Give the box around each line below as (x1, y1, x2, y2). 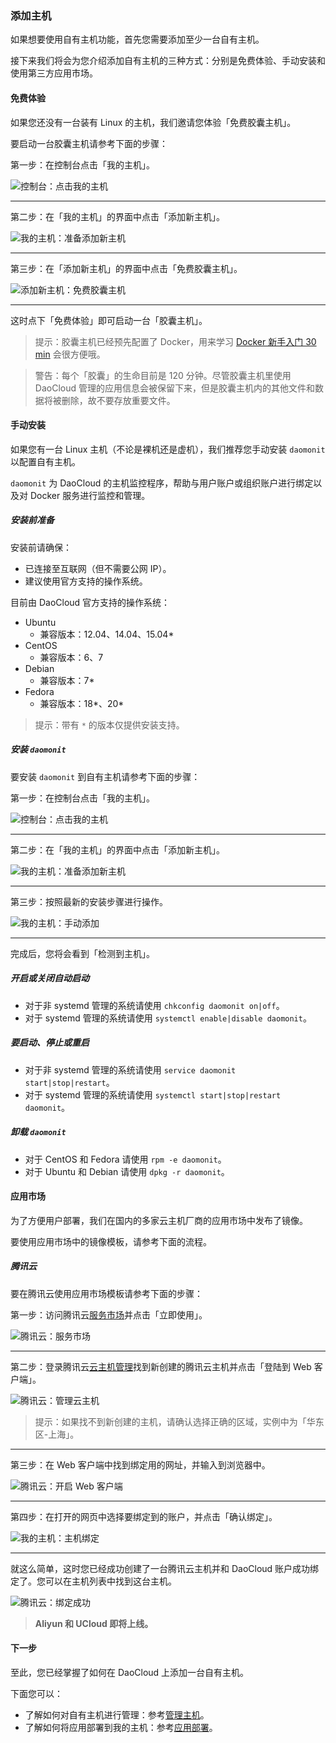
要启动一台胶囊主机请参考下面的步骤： (10, 137, 168, 149)
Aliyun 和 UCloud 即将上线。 (34, 1617, 154, 1629)
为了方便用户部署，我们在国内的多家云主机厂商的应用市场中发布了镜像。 (10, 1214, 308, 1226)
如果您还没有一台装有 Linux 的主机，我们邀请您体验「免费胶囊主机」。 (10, 116, 297, 128)
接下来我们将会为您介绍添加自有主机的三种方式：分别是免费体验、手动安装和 (10, 55, 326, 67)
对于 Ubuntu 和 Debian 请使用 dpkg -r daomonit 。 (24, 1165, 230, 1177)
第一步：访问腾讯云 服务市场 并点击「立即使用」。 (10, 1308, 208, 1321)
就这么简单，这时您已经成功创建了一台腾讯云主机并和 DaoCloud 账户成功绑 (10, 1562, 320, 1574)
